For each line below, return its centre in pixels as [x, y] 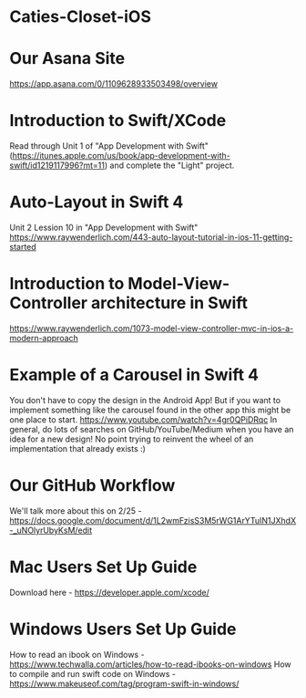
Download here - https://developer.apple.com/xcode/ [109, 592]
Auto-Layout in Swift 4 [97, 202]
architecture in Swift [169, 303]
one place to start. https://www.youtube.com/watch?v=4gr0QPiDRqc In [143, 419]
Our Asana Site [67, 59]
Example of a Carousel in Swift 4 [134, 375]
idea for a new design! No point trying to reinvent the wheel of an [132, 439]
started [23, 247]
